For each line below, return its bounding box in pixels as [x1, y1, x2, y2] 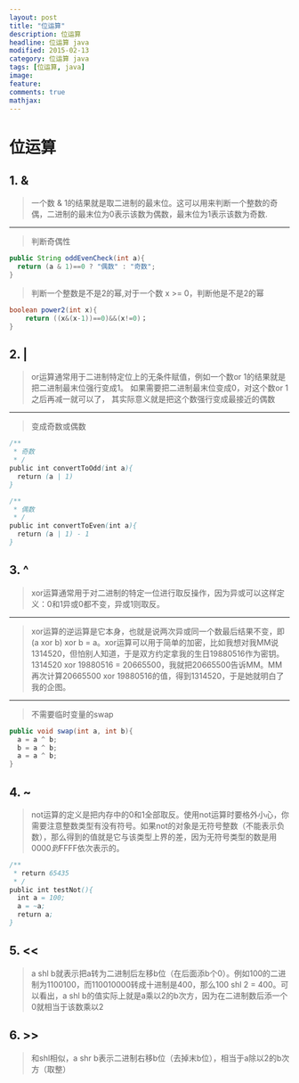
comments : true [9, 87, 66, 96]
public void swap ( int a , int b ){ [9, 726, 133, 735]
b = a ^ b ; [17, 743, 58, 752]
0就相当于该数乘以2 [30, 1001, 104, 1012]
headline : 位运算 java [9, 37, 90, 47]
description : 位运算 [9, 29, 82, 38]
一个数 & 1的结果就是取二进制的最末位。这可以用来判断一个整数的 [30, 198, 271, 209]
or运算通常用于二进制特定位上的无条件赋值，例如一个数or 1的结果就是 [30, 372, 287, 382]
